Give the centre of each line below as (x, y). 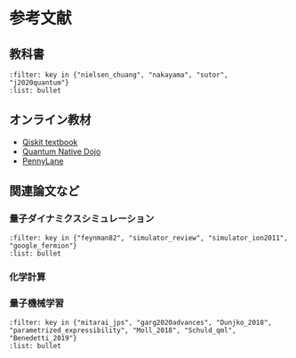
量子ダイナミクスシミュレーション (82, 219)
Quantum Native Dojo (61, 151)
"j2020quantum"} (39, 83)
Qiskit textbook (50, 142)
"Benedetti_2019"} (43, 338)
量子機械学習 (37, 304)
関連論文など (44, 191)
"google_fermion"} (43, 246)
